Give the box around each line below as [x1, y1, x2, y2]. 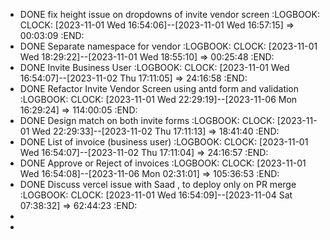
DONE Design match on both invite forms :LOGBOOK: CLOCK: [19, 115, 275, 126]
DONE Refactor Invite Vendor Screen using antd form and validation [19, 83, 300, 94]
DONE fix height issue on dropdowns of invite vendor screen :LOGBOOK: [19, 9, 321, 20]
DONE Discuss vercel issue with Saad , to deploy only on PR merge [19, 179, 297, 190]
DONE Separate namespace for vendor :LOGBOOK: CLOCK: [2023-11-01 [19, 40, 318, 52]
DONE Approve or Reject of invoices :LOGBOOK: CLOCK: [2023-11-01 [19, 157, 307, 169]
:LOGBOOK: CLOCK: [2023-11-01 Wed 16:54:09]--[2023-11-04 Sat [19, 189, 293, 201]
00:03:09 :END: [19, 30, 85, 41]
